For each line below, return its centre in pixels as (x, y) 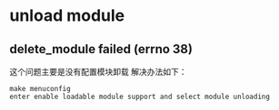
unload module (67, 16)
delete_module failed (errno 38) (101, 49)
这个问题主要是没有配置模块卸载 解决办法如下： (98, 72)
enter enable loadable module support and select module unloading (140, 96)
